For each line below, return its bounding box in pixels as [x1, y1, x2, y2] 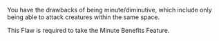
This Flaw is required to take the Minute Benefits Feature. [7, 27, 170, 34]
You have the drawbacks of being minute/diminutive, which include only [7, 6, 212, 14]
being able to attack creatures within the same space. [7, 13, 160, 21]
